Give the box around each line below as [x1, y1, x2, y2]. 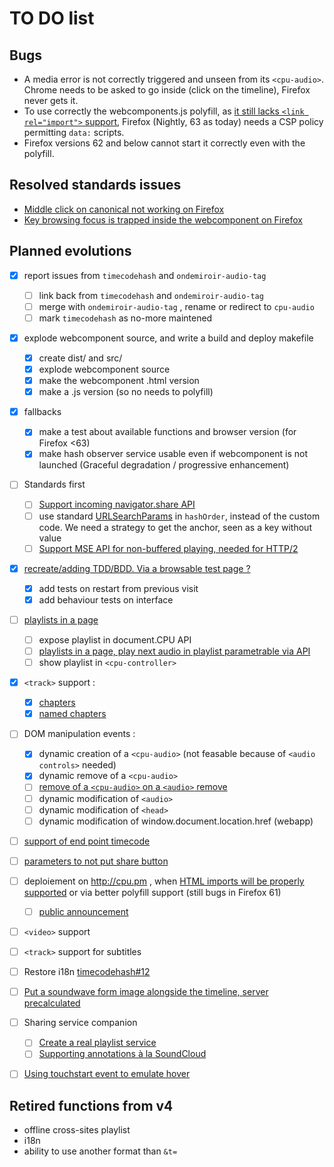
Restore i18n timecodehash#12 [23, 966, 151, 978]
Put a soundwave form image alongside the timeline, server [23, 986, 269, 998]
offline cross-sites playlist [23, 1124, 131, 1136]
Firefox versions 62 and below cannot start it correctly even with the [23, 137, 306, 149]
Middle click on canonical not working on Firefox [23, 203, 225, 215]
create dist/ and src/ [38, 352, 123, 364]
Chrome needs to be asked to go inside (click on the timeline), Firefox [23, 84, 311, 96]
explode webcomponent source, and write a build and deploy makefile [23, 332, 314, 344]
